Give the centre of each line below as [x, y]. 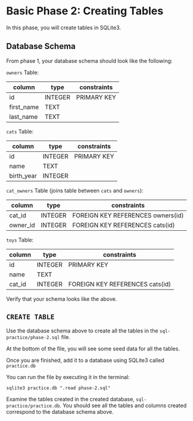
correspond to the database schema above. [60, 411]
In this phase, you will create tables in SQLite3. [64, 28]
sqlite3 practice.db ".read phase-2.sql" [59, 388]
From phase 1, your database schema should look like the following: [89, 60]
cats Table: [20, 131]
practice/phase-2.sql [33, 337]
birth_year [23, 176]
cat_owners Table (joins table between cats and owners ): [75, 190]
